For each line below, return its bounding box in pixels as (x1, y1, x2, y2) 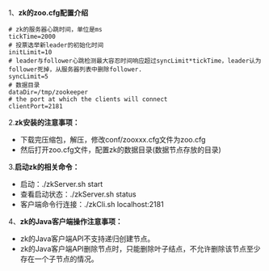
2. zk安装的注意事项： (8, 117, 80, 127)
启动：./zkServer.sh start (19, 180, 103, 188)
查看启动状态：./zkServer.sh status (19, 189, 137, 199)
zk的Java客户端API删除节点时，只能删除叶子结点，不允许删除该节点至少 (19, 244, 261, 253)
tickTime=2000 (8, 32, 57, 40)
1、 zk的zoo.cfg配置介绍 (8, 8, 89, 17)
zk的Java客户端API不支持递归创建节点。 (19, 234, 155, 243)
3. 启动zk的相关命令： (8, 162, 80, 171)
